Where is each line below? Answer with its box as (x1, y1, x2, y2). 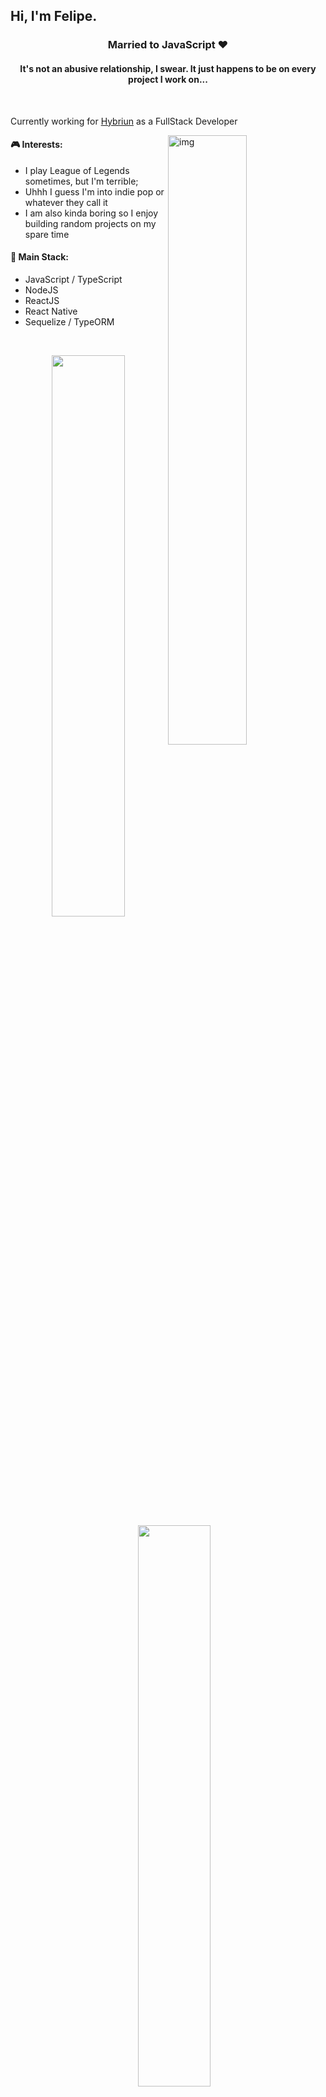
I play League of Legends (24, 164, 130, 176)
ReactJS (24, 294, 60, 306)
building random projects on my (24, 217, 157, 229)
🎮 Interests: (10, 139, 63, 151)
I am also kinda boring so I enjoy (24, 207, 159, 219)
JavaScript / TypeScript (24, 273, 123, 285)
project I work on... (128, 73, 208, 85)
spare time (24, 228, 70, 240)
